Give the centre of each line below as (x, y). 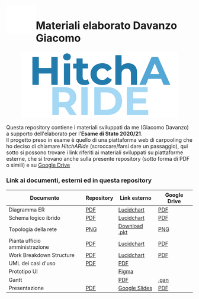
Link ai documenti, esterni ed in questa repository (79, 180)
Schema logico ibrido (34, 218)
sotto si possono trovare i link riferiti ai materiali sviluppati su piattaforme (95, 152)
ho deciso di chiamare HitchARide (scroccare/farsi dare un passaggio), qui (97, 146)
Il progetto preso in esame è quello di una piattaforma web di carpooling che (99, 139)
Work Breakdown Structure (42, 255)
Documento (45, 198)
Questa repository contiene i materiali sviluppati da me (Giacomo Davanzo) (98, 127)
